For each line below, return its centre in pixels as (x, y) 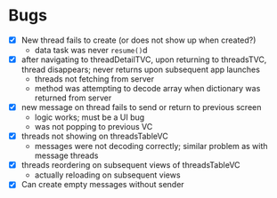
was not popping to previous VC (94, 127)
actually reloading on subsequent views (107, 175)
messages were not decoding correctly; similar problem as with (151, 147)
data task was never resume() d (91, 50)
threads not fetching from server (94, 79)
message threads (66, 155)
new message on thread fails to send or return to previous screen (141, 107)
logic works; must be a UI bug (90, 117)
